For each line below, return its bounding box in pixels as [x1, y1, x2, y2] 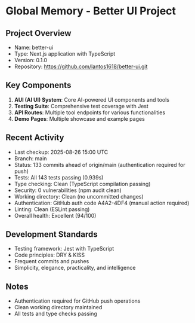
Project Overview [5, 28, 72, 38]
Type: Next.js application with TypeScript [14, 50, 116, 57]
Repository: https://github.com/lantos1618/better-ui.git [14, 63, 148, 70]
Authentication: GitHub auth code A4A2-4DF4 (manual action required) [14, 199, 190, 206]
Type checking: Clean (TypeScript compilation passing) [14, 180, 151, 187]
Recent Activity [5, 133, 64, 143]
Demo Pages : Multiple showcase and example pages [14, 115, 146, 122]
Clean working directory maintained [14, 304, 103, 311]
